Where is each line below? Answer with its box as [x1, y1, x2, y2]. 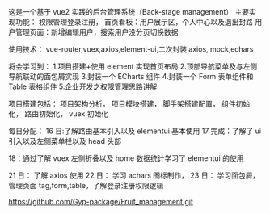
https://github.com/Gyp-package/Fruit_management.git [8, 197, 194, 206]
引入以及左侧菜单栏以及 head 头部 [8, 136, 121, 145]
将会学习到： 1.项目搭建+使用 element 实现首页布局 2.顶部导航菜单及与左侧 [8, 61, 258, 71]
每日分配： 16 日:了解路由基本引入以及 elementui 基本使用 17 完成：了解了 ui [8, 126, 261, 136]
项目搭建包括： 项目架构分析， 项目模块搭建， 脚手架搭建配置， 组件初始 [8, 99, 251, 108]
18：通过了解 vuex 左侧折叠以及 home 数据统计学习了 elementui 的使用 [8, 153, 244, 163]
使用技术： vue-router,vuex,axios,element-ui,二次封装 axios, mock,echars [8, 44, 254, 54]
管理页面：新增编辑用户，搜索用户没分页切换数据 [15, 27, 179, 36]
